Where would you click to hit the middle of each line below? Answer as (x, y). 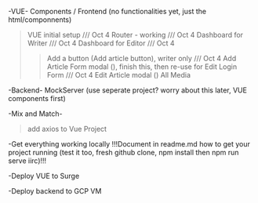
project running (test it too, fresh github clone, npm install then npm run (124, 152)
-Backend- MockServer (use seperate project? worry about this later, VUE (127, 90)
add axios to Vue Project (67, 129)
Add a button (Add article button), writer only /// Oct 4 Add (142, 58)
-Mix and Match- (35, 114)
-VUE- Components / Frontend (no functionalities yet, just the (107, 11)
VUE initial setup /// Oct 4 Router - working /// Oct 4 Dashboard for (135, 35)
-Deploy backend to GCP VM (55, 191)
